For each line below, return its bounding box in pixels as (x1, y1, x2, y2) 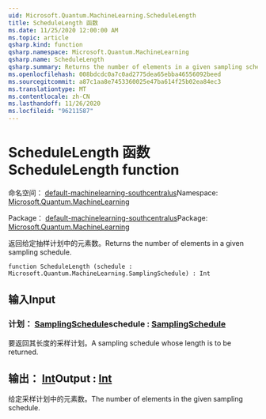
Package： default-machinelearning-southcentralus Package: (8, 213, 208, 222)
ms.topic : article (8, 33, 69, 42)
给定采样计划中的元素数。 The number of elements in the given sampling (8, 394, 244, 404)
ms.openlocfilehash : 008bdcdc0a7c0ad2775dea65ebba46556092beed (8, 70, 222, 78)
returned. (8, 347, 39, 357)
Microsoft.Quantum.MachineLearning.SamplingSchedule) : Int (8, 270, 211, 277)
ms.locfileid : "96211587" (8, 108, 93, 115)
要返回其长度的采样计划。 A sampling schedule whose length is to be (8, 338, 232, 348)
